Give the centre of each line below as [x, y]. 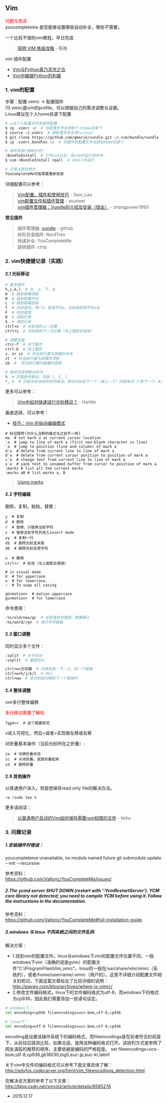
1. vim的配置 [20, 90]
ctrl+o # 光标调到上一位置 [31, 326]
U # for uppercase [25, 576]
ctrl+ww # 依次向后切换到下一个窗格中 [42, 679]
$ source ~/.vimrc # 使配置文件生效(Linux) [49, 133]
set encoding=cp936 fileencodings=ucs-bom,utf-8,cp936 [63, 1013]
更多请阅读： [18, 808]
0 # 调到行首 [18, 317]
